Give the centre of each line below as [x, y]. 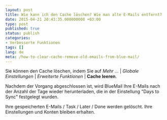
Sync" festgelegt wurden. [32, 97]
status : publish [22, 33]
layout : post [19, 10]
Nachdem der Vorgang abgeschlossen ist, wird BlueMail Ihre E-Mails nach [83, 86]
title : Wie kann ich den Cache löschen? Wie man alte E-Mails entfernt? [84, 15]
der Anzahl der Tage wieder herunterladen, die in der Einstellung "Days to [82, 92]
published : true [22, 29]
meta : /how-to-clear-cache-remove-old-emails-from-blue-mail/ [72, 57]
